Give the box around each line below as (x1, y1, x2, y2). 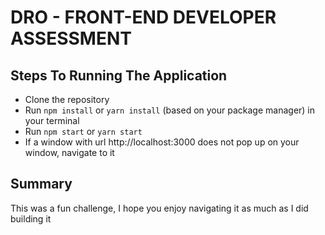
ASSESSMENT (10, 27, 132, 50)
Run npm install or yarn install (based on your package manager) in (24, 104, 316, 116)
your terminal (24, 115, 80, 126)
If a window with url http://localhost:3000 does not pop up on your (24, 136, 300, 148)
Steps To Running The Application (10, 67, 228, 84)
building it (10, 212, 52, 225)
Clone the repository (24, 94, 110, 105)
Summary (10, 176, 73, 193)
